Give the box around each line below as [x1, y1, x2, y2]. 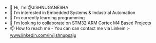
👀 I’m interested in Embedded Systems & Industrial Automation [9, 10, 136, 15]
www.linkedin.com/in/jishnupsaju [9, 32, 77, 38]
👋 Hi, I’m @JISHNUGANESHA [9, 5, 69, 10]
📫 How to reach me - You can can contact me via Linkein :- [9, 26, 130, 31]
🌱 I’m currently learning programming [9, 15, 85, 20]
